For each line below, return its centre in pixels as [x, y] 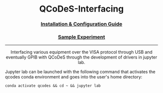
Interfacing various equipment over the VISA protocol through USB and [81, 52]
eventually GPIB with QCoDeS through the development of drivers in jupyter [81, 57]
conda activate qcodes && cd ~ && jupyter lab [53, 86]
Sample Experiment [81, 37]
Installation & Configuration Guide [81, 24]
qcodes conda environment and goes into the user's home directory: [74, 77]
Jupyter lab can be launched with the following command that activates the [80, 72]
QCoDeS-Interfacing [81, 9]
